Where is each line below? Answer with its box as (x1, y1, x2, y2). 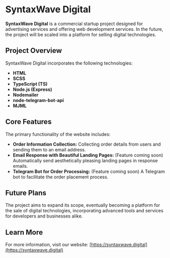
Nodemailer (12, 91, 39, 98)
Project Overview (5, 46, 62, 55)
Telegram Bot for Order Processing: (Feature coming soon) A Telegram (12, 168, 165, 174)
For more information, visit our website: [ (5, 242, 91, 248)
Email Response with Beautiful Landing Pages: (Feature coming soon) (12, 152, 163, 158)
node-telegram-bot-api (12, 97, 64, 103)
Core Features (5, 117, 52, 126)
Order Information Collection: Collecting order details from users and (12, 141, 161, 147)
